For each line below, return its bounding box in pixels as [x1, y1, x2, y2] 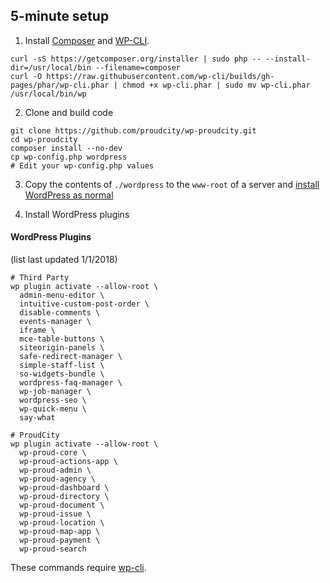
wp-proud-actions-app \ [19, 457, 118, 467]
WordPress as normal [24, 189, 114, 201]
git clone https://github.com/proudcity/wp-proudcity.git [10, 125, 257, 136]
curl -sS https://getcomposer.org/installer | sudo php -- [10, 54, 262, 64]
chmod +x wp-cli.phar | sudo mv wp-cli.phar [121, 80, 311, 90]
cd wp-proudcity [10, 134, 78, 144]
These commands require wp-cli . [10, 562, 147, 574]
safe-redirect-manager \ [19, 352, 123, 362]
